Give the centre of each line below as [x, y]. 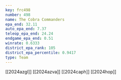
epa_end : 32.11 [21, 24]
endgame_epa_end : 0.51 [29, 39]
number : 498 [18, 15]
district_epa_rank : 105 [31, 48]
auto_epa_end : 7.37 [26, 29]
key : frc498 [18, 10]
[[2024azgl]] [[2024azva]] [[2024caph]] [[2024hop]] [61, 72]
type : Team [17, 57]
